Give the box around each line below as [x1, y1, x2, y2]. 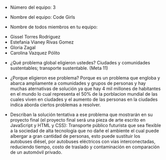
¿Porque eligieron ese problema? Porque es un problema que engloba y [10, 75, 160, 81]
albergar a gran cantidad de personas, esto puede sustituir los [10, 133, 141, 139]
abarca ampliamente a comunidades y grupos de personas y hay [10, 81, 146, 86]
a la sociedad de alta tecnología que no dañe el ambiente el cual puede [10, 128, 159, 134]
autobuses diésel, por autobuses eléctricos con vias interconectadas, [10, 139, 156, 144]
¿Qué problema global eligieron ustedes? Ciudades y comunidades [10, 60, 151, 65]
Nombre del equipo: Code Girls [10, 14, 75, 20]
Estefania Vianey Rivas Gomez [10, 39, 74, 45]
